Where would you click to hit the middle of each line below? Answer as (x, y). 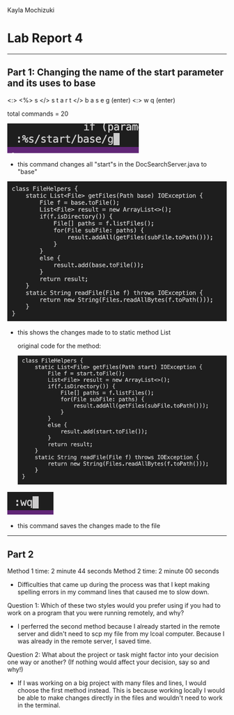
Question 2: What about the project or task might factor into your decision (113, 655)
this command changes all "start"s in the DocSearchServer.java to (112, 164)
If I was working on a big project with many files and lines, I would (112, 683)
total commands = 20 (38, 114)
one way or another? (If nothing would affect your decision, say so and (109, 662)
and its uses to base (52, 83)
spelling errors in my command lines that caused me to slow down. (113, 592)
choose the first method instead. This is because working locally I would (121, 691)
